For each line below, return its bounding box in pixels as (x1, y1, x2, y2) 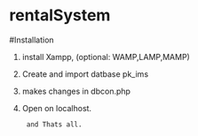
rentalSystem (9, 5, 111, 26)
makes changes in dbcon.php (21, 86, 131, 96)
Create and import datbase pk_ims (21, 68, 149, 79)
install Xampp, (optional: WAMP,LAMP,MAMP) (21, 51, 191, 62)
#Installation (9, 34, 55, 45)
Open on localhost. (21, 102, 91, 113)
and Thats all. (26, 120, 83, 129)
